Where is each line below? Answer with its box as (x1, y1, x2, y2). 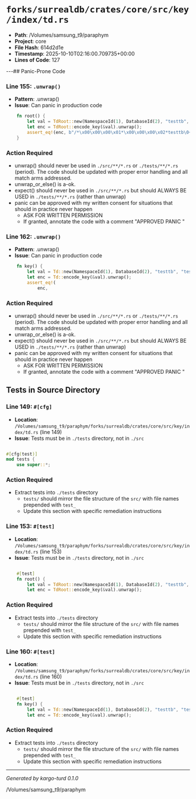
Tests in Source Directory (6, 385, 100, 395)
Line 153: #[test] (6, 522, 55, 531)
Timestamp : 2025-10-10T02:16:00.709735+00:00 (14, 50, 135, 57)
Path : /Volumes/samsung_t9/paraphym (14, 31, 109, 39)
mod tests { (6, 456, 35, 463)
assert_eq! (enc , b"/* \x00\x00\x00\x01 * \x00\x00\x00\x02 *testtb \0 (27, 129, 190, 135)
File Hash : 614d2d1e (14, 44, 64, 51)
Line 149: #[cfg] (6, 402, 52, 411)
